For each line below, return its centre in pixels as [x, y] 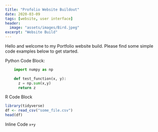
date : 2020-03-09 [23, 14]
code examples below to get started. [42, 51]
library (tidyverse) [25, 106]
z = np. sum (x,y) [34, 83]
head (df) [14, 115]
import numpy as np [34, 70]
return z [27, 88]
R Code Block [19, 97]
